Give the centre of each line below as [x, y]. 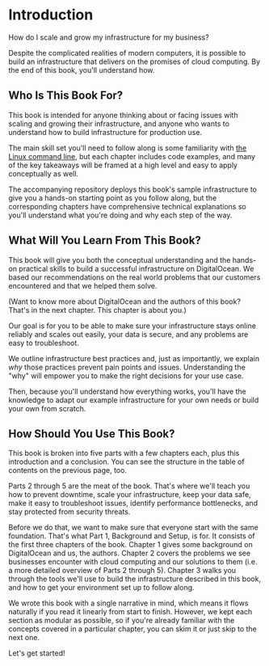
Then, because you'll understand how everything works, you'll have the [127, 391]
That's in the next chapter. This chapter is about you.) [98, 310]
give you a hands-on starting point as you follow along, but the [113, 198]
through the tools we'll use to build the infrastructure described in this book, [134, 579]
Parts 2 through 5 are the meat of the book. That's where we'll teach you [129, 486]
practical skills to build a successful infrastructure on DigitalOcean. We [137, 268]
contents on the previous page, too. [68, 470]
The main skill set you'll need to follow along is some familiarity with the [128, 148]
